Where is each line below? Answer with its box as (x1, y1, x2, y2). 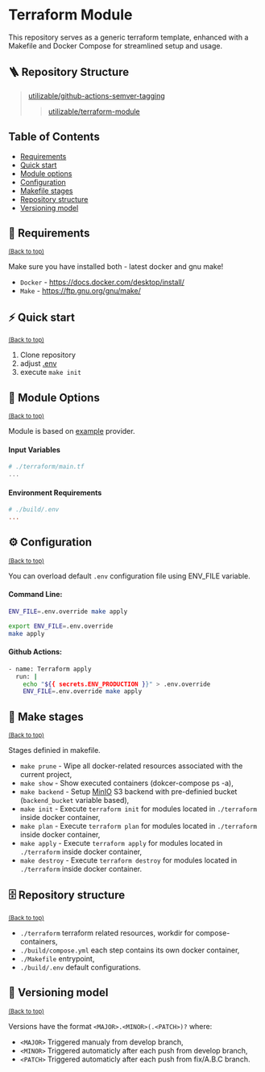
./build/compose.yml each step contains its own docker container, (19, 945, 240, 955)
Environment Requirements (8, 487, 102, 498)
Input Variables (8, 444, 60, 454)
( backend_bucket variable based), (19, 796, 130, 805)
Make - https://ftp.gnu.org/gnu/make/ (19, 286, 141, 296)
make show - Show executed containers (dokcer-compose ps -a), (19, 778, 234, 788)
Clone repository (19, 350, 77, 360)
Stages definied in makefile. (8, 746, 101, 755)
